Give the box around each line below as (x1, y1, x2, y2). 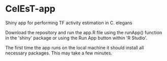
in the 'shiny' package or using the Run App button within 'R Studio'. (5, 35, 148, 41)
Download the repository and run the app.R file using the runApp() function (5, 29, 162, 35)
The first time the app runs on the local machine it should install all (5, 44, 144, 50)
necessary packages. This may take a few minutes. (5, 50, 113, 56)
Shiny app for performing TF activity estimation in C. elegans (5, 20, 132, 26)
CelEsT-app (5, 3, 56, 15)
